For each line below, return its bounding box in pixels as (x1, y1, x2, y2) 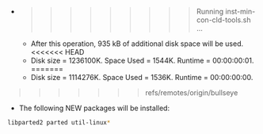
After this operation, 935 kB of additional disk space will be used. (30, 39, 244, 48)
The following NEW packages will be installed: (18, 103, 170, 113)
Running (196, 7, 224, 16)
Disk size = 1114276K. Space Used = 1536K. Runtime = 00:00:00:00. (30, 73, 253, 82)
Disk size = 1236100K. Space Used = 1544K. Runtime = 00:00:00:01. (30, 56, 254, 65)
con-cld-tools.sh (196, 15, 251, 25)
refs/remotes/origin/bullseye (145, 88, 238, 98)
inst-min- (224, 7, 256, 16)
